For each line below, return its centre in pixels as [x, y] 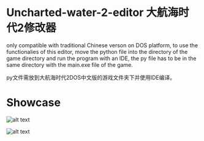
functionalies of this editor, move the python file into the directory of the [97, 51]
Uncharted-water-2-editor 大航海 [93, 13]
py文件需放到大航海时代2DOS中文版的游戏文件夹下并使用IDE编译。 [91, 77]
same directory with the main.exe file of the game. [70, 64]
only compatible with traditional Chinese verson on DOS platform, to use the [102, 45]
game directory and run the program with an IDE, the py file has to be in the [102, 58]
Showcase [34, 103]
